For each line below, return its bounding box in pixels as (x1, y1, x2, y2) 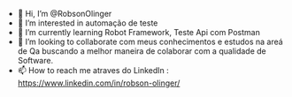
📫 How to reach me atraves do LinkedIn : (17, 65, 170, 75)
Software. (17, 56, 54, 65)
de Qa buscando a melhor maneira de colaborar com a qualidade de (17, 46, 267, 56)
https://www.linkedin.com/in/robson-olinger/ (17, 78, 181, 88)
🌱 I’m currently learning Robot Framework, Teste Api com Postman (17, 27, 261, 37)
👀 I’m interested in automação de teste (17, 18, 158, 28)
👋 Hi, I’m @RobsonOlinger (17, 9, 112, 19)
